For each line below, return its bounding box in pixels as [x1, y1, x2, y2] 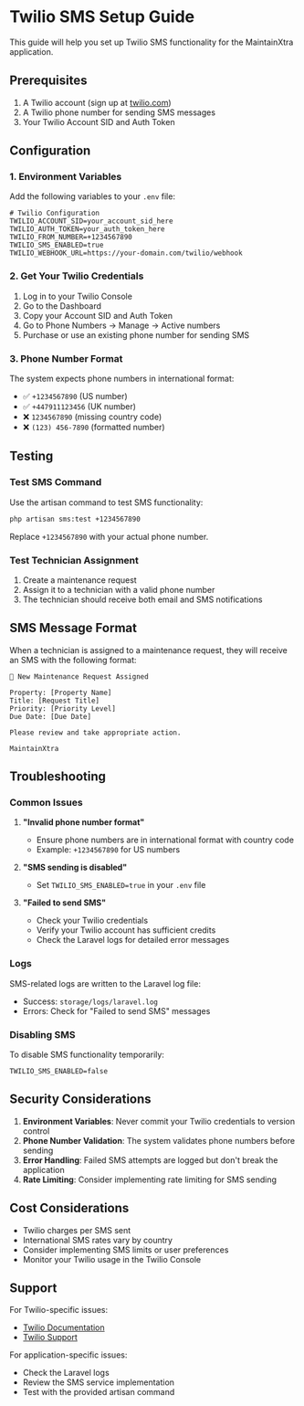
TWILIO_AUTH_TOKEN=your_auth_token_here [9, 225, 166, 234]
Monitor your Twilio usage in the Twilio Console [22, 1253, 202, 1264]
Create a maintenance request [22, 574, 137, 586]
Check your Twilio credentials [36, 915, 149, 926]
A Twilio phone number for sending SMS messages [22, 107, 216, 118]
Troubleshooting [9, 769, 107, 785]
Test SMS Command [9, 476, 102, 489]
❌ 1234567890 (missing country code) [22, 411, 162, 422]
